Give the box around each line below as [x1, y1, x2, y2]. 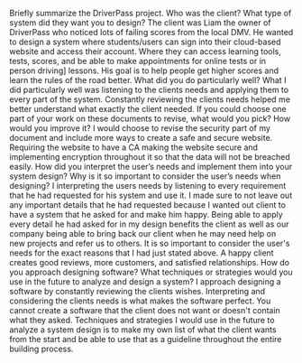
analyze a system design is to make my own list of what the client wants [9, 324, 277, 335]
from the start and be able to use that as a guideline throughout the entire [9, 334, 282, 344]
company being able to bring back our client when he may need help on [9, 228, 277, 238]
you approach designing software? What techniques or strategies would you [9, 266, 293, 277]
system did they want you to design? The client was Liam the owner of [9, 17, 271, 28]
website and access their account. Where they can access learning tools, [9, 46, 282, 57]
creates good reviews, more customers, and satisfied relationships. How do [9, 257, 290, 267]
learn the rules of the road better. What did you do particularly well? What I [9, 75, 287, 85]
